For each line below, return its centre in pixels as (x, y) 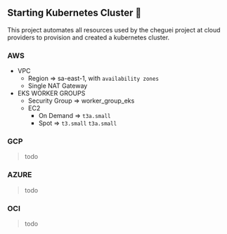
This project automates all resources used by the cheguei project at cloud (114, 30)
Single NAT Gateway (58, 86)
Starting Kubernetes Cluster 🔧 (74, 13)
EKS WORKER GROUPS (51, 93)
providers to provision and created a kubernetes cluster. (89, 37)
